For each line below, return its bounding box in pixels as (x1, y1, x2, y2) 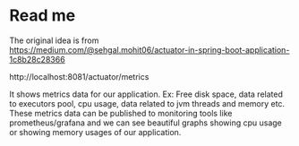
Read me (9, 5, 76, 26)
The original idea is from (9, 35, 99, 46)
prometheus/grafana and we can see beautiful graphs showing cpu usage (9, 117, 282, 128)
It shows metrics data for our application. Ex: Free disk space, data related (9, 89, 284, 99)
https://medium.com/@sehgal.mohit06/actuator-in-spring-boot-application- (9, 44, 290, 55)
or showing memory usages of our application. (9, 126, 182, 137)
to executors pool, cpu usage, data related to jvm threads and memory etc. (9, 98, 285, 108)
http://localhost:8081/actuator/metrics (9, 71, 149, 82)
